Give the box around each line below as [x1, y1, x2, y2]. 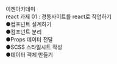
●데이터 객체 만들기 [5, 51, 53, 58]
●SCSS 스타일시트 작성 [5, 43, 63, 51]
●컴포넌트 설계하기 [5, 21, 52, 27]
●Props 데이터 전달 [5, 36, 53, 43]
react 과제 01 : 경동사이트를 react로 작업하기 [5, 13, 112, 20]
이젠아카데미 [5, 5, 36, 12]
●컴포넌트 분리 [5, 28, 42, 35]
